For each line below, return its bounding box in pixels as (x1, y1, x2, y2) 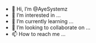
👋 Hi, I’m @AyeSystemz (11, 6, 68, 12)
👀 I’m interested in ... (11, 12, 61, 19)
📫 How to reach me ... (11, 31, 66, 37)
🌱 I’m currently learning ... (11, 18, 74, 24)
